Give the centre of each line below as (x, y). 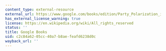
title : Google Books (26, 32)
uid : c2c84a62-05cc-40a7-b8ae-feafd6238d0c (51, 37)
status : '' (16, 28)
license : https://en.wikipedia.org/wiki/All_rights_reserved (69, 23)
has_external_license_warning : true (43, 18)
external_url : (20, 14)
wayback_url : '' (22, 41)
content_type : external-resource (40, 9)
